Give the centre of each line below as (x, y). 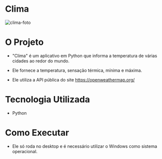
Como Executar (37, 133)
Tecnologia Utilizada (47, 100)
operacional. (25, 151)
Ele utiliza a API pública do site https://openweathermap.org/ (73, 79)
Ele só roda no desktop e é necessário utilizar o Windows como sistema (85, 146)
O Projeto (24, 42)
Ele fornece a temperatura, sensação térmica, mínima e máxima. (77, 70)
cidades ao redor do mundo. (41, 61)
